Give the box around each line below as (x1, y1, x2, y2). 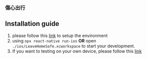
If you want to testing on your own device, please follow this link (12, 48, 142, 54)
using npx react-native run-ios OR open (12, 38, 97, 43)
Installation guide (5, 20, 60, 28)
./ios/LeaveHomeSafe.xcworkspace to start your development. (12, 43, 135, 49)
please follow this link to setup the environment (12, 33, 108, 39)
